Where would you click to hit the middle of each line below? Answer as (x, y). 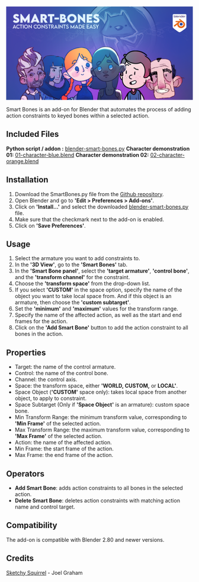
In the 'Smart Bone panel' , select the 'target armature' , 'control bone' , (102, 271)
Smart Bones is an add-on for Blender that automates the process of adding (99, 109)
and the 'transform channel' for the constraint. (72, 277)
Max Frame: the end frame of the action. (64, 455)
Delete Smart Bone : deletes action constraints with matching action (97, 501)
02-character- (167, 155)
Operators (25, 474)
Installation (27, 180)
